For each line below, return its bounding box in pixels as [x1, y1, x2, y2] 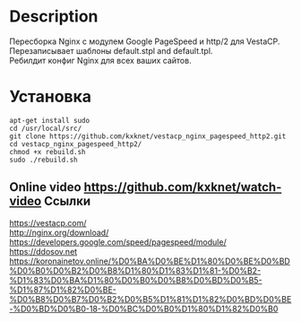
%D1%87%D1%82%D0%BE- [9, 284, 116, 295]
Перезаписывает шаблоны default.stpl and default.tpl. [9, 45, 213, 56]
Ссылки [43, 194, 91, 209]
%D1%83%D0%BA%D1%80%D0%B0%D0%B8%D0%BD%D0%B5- [9, 274, 262, 285]
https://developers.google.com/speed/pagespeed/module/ [9, 236, 227, 248]
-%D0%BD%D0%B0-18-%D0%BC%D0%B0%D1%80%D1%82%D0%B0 [9, 303, 279, 314]
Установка [9, 87, 92, 107]
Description [9, 6, 99, 27]
